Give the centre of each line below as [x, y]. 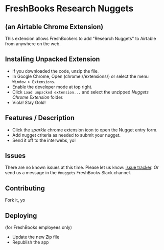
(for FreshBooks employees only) [39, 227]
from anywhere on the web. [33, 44]
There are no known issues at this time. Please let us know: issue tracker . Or [82, 167]
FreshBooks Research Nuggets [69, 9]
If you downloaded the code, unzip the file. [55, 71]
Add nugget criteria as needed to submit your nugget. [66, 135]
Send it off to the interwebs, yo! [44, 140]
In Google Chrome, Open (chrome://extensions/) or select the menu [80, 76]
